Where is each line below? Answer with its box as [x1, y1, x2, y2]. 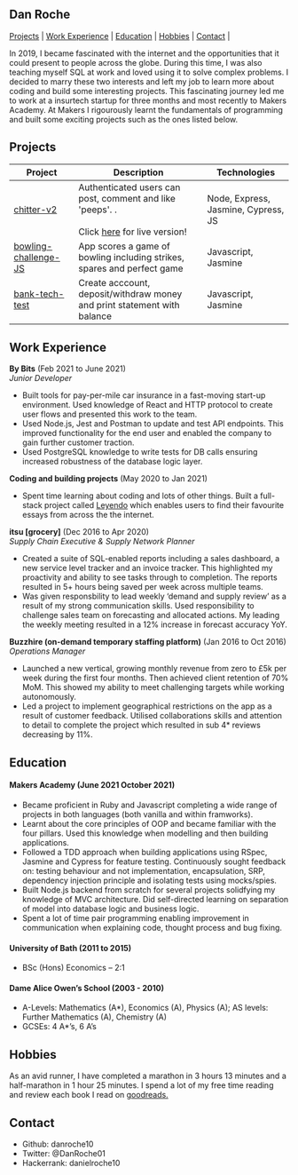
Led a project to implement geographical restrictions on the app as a [21, 701, 272, 711]
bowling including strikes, [78, 250, 184, 263]
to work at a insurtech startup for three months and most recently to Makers [9, 95, 286, 106]
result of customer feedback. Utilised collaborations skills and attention [21, 711, 282, 721]
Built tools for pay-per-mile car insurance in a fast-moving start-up [21, 390, 266, 401]
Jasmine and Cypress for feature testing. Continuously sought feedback [21, 856, 286, 867]
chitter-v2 [13, 203, 58, 216]
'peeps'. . [78, 203, 117, 216]
